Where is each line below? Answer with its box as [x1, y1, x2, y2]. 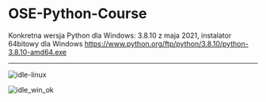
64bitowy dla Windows [8, 38, 83, 48]
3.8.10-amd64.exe [8, 47, 67, 56]
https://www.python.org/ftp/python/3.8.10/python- [84, 38, 249, 48]
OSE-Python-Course [8, 5, 148, 23]
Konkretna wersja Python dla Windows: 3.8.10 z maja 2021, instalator [8, 31, 232, 40]
